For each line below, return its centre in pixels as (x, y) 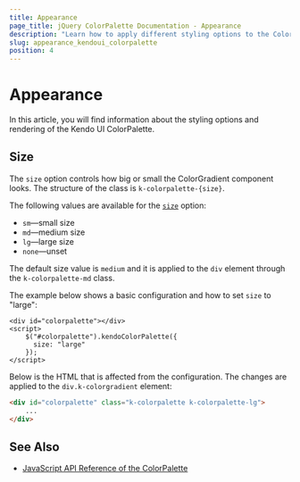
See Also (34, 447)
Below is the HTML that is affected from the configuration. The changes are (148, 377)
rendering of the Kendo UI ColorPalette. (82, 129)
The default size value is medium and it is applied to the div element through (147, 268)
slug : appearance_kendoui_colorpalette (83, 42)
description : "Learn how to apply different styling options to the (139, 34)
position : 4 (31, 51)
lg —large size (48, 241)
